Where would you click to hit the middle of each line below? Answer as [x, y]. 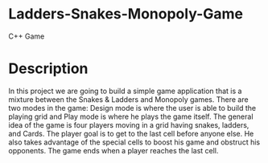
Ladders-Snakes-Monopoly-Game [126, 14]
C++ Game [27, 36]
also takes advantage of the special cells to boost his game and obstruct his [134, 142]
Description [48, 69]
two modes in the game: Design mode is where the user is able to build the [132, 108]
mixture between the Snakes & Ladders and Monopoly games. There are [128, 99]
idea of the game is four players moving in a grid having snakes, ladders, [129, 124]
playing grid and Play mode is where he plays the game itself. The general [131, 116]
